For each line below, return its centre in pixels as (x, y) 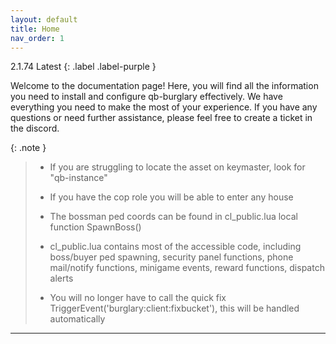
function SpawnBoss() (95, 227)
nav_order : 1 (37, 38)
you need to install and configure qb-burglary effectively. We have (146, 97)
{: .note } (28, 148)
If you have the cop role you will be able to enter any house (171, 197)
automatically (77, 319)
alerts (61, 278)
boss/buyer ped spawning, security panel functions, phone (171, 257)
